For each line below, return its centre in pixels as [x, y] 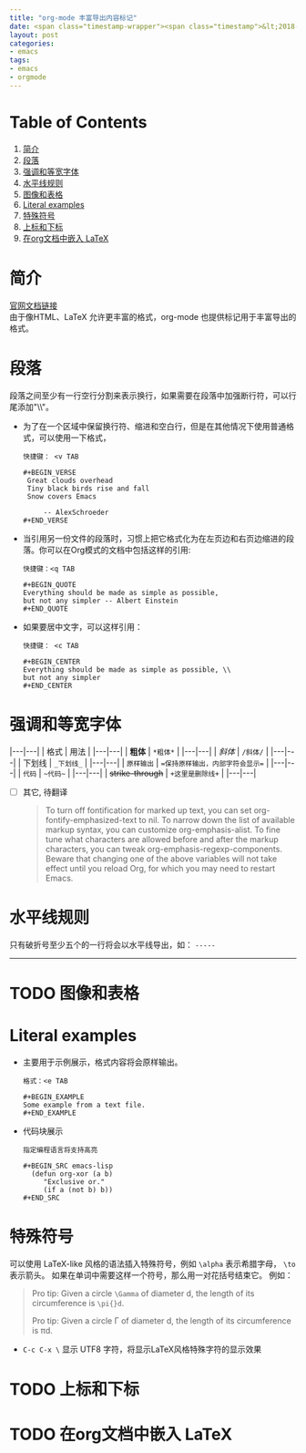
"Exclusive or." [74, 1181]
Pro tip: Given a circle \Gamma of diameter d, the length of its [143, 1293]
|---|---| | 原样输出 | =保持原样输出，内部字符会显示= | [179, 763]
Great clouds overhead [70, 480]
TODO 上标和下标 [74, 1389]
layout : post [34, 35]
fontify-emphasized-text [91, 819]
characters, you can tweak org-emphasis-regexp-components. [163, 849]
